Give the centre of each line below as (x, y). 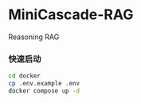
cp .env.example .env (44, 84)
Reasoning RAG (34, 37)
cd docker (25, 76)
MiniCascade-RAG (71, 15)
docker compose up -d (44, 91)
